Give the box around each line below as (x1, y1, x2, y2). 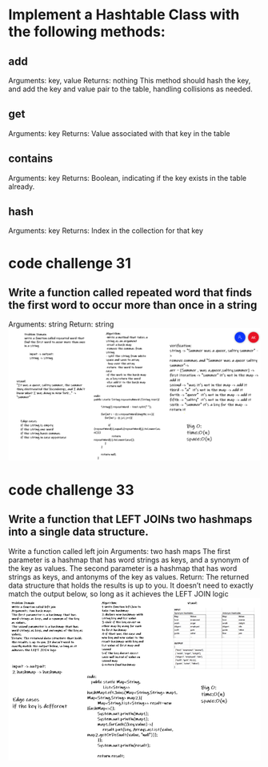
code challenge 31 (8, 254, 132, 272)
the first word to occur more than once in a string (8, 299, 258, 312)
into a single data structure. (8, 525, 150, 539)
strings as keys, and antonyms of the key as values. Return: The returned (8, 572, 250, 581)
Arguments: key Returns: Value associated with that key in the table (8, 128, 230, 138)
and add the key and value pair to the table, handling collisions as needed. (8, 84, 254, 94)
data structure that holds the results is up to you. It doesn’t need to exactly (8, 580, 254, 590)
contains (8, 152, 54, 166)
